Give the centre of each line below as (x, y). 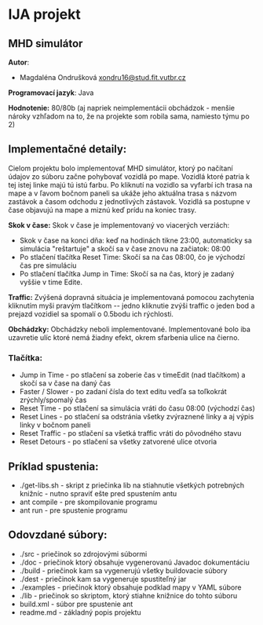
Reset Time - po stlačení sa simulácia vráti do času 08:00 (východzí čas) (137, 408)
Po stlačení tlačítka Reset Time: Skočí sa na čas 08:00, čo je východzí (132, 257)
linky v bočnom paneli (55, 425)
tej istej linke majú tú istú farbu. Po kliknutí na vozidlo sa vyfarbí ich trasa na (130, 185)
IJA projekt (44, 15)
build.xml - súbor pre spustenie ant (76, 604)
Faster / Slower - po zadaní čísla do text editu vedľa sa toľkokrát (123, 392)
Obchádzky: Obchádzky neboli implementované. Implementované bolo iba (130, 329)
